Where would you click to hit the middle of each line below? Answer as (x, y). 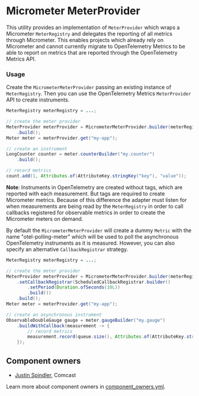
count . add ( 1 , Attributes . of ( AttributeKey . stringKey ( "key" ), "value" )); (96, 176)
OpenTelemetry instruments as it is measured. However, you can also (91, 243)
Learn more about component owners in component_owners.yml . (86, 387)
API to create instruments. (38, 100)
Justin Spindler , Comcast (45, 375)
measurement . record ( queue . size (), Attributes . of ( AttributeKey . (107, 337)
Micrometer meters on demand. (45, 218)
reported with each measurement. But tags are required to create (86, 194)
